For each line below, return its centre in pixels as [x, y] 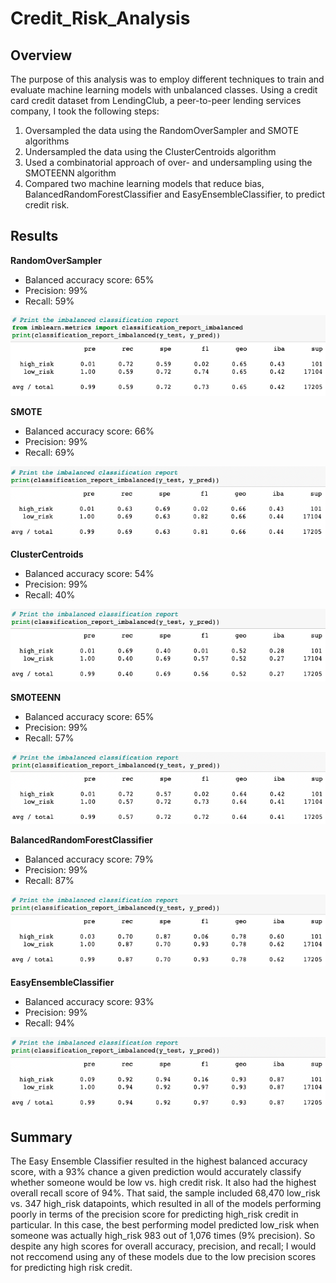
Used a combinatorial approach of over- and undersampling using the [168, 162]
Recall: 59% [49, 301]
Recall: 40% [50, 595]
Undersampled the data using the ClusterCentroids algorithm [150, 151]
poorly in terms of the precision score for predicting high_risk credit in [154, 1214]
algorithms [47, 141]
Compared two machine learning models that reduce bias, [144, 183]
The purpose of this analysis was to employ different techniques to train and [167, 79]
